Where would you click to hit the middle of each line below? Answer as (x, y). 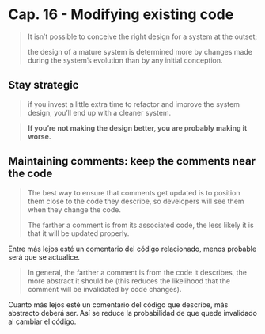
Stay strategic (44, 85)
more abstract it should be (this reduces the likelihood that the (129, 281)
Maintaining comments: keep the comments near (132, 161)
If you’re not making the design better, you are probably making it (137, 127)
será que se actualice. (44, 257)
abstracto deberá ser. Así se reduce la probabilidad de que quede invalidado (132, 313)
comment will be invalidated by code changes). (104, 289)
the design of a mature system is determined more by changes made (140, 51)
